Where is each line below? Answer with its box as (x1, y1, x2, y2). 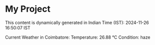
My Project (5, 3, 51, 15)
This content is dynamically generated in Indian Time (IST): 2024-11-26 (5, 20, 149, 25)
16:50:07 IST (5, 24, 31, 30)
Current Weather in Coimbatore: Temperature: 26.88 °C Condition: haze (5, 34, 151, 40)
